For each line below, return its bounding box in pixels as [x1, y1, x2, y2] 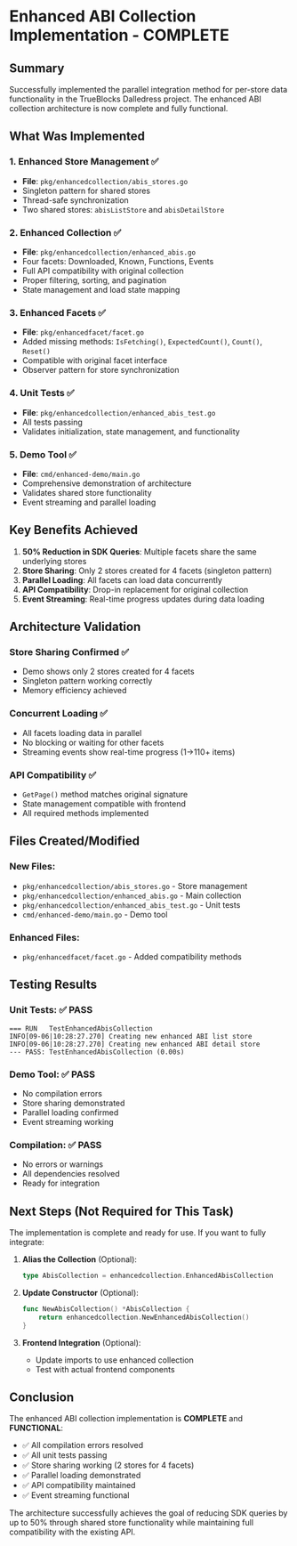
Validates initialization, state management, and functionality [21, 425, 240, 437]
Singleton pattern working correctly [21, 676, 153, 686]
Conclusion [9, 1389, 75, 1404]
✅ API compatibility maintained [21, 1480, 136, 1491]
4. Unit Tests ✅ [9, 387, 76, 400]
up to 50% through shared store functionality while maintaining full [9, 1518, 254, 1528]
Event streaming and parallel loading [21, 497, 157, 507]
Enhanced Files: [9, 931, 80, 943]
